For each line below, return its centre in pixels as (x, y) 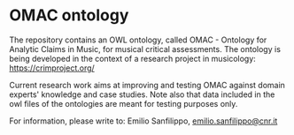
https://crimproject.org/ (52, 68)
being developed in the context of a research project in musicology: (133, 58)
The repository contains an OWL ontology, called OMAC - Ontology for (138, 40)
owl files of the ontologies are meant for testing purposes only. (124, 103)
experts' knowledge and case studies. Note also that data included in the (142, 94)
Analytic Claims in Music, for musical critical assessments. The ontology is (145, 49)
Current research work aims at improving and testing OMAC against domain (147, 85)
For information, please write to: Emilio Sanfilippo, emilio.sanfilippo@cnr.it (143, 121)
